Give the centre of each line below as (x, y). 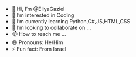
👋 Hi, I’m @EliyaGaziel (38, 9)
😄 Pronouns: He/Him (37, 42)
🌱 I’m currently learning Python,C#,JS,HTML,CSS (71, 21)
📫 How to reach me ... (39, 34)
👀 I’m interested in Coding (43, 15)
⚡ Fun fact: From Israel (39, 49)
